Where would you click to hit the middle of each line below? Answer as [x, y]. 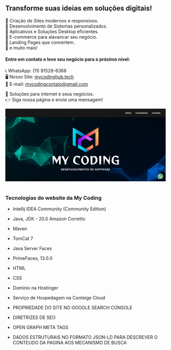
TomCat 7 [23, 238]
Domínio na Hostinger [35, 288]
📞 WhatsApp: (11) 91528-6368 [36, 71]
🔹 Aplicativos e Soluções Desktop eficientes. [52, 31]
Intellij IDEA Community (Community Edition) [59, 209]
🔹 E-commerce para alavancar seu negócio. [51, 37]
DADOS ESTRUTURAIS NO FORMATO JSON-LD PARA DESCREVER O [85, 337]
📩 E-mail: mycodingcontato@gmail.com [47, 84]
